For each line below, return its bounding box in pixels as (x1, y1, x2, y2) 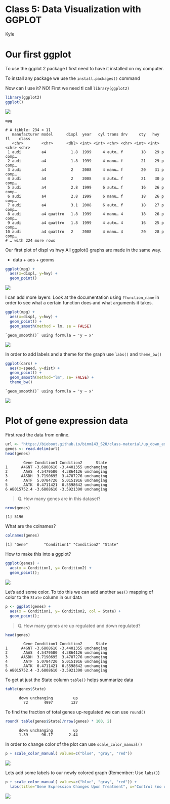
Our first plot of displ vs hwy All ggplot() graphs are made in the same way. (5, 247, 162, 253)
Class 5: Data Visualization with (5, 4, 142, 15)
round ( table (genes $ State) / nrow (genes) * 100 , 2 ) (5, 719, 112, 724)
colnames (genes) (5, 533, 39, 538)
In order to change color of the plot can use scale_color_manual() (5, 741, 143, 747)
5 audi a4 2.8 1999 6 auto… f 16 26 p (7, 185, 164, 190)
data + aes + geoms (12, 256, 55, 262)
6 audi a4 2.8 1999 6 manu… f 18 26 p (7, 194, 164, 199)
